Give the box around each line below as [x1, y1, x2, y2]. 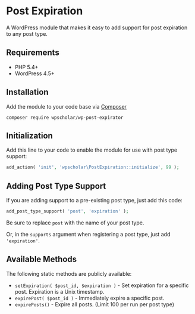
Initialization [6, 130, 54, 141]
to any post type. [6, 30, 48, 37]
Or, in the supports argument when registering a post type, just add [6, 230, 171, 238]
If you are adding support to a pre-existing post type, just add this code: [6, 197, 183, 204]
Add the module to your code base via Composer [6, 103, 127, 110]
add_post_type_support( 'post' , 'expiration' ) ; [6, 208, 129, 214]
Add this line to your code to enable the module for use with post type [6, 146, 177, 153]
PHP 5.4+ [14, 63, 39, 70]
